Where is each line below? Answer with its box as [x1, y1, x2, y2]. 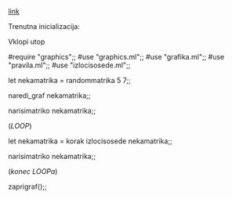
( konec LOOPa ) [8, 167, 58, 175]
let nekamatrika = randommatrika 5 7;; [8, 76, 131, 85]
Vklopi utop [8, 37, 45, 46]
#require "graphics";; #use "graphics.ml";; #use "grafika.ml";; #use [8, 52, 225, 61]
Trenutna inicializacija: [8, 22, 80, 31]
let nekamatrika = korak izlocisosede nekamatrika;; [8, 136, 172, 146]
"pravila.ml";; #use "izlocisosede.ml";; [8, 60, 131, 70]
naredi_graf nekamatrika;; [8, 91, 91, 100]
